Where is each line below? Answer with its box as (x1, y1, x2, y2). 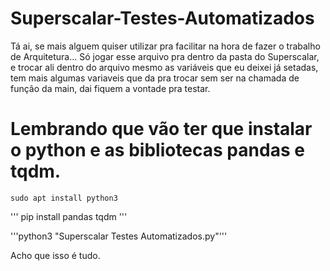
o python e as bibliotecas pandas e (10, 139, 305, 162)
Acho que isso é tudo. (10, 249, 101, 261)
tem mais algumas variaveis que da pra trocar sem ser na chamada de (10, 72, 300, 84)
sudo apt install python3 (10, 193, 118, 203)
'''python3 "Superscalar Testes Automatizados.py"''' (10, 230, 228, 242)
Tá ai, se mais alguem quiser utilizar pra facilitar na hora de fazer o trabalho (10, 40, 321, 52)
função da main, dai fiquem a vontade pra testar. (10, 82, 211, 94)
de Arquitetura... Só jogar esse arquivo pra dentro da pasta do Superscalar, (10, 50, 320, 62)
